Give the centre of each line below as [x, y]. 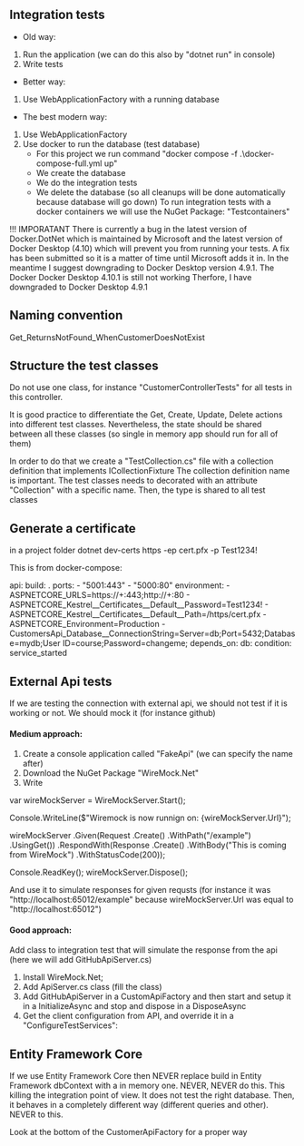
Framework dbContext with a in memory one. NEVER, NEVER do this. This [147, 1086]
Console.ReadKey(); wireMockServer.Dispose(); [99, 872]
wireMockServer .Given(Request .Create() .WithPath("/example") [130, 836]
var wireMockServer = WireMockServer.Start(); [98, 800]
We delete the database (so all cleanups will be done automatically [161, 192]
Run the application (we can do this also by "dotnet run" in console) [149, 54]
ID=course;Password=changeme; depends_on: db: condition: [177, 643]
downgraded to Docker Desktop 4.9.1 [78, 287]
